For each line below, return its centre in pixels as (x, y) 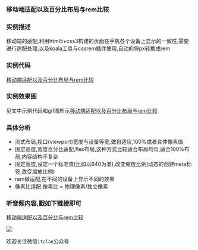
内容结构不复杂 (40, 157)
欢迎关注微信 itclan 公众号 (38, 241)
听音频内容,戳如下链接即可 (44, 203)
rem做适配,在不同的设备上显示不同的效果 (65, 179)
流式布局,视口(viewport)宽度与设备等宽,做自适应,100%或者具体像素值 (99, 142)
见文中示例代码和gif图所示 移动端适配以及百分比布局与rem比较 (82, 110)
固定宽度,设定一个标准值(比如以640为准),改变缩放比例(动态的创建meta (100, 164)
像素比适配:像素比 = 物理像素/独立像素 (62, 187)
